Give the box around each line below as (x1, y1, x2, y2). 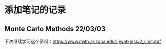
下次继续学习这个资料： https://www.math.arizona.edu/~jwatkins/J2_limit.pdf (4, 38, 161, 44)
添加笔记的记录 (4, 4, 66, 16)
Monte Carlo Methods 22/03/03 (4, 24, 106, 33)
